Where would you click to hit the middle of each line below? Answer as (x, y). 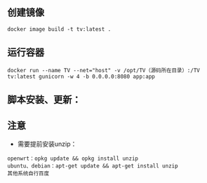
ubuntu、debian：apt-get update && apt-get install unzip (93, 166)
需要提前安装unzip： (47, 144)
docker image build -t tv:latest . (59, 29)
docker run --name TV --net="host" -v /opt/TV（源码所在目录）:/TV (103, 70)
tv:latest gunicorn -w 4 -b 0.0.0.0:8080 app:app (81, 76)
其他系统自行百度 (28, 173)
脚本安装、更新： (44, 100)
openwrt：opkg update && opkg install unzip (73, 158)
